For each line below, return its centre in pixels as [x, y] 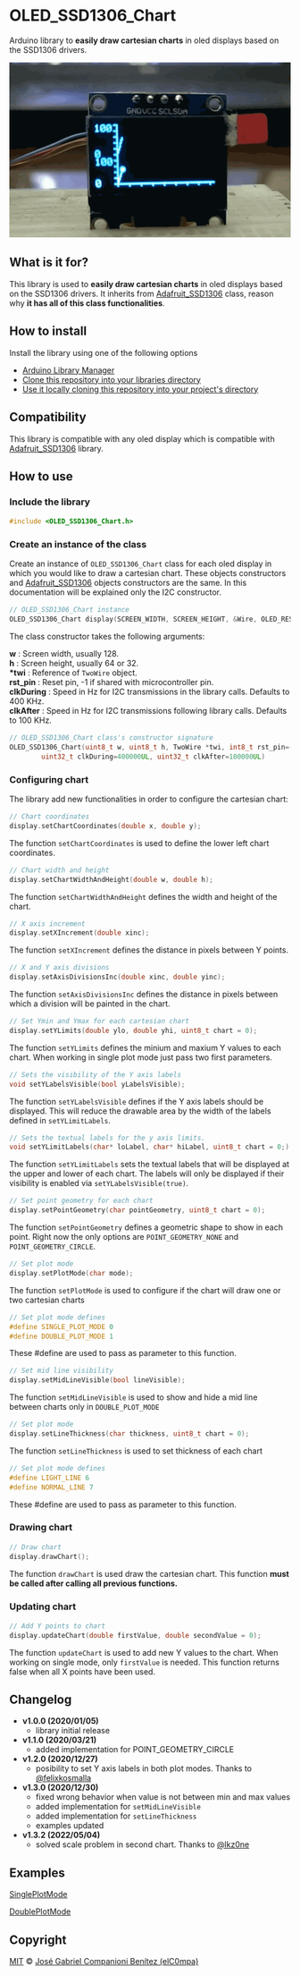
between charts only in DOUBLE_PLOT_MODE [84, 1407]
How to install [48, 331]
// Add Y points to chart [57, 1626]
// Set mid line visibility [62, 1371]
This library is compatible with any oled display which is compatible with [142, 438]
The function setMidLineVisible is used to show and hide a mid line [133, 1397]
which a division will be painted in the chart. [90, 1004]
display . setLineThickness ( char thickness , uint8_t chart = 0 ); [129, 1434]
